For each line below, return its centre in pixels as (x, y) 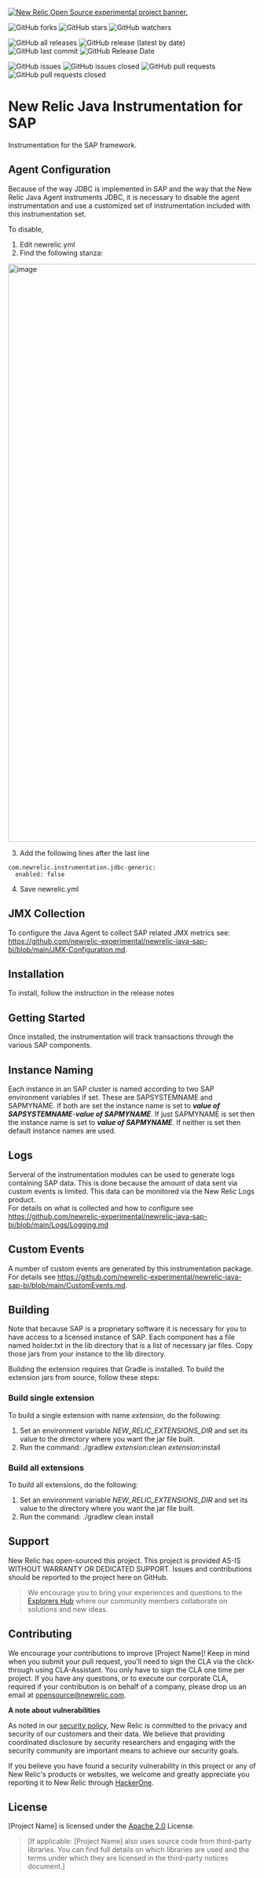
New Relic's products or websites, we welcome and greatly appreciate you (129, 1774)
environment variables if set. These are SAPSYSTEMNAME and (110, 1097)
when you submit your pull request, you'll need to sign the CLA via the (122, 1661)
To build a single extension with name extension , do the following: (115, 1415)
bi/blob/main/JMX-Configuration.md (67, 949)
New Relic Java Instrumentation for (126, 107)
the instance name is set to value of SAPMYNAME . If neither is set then (125, 1122)
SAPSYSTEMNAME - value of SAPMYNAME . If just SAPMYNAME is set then (132, 1114)
